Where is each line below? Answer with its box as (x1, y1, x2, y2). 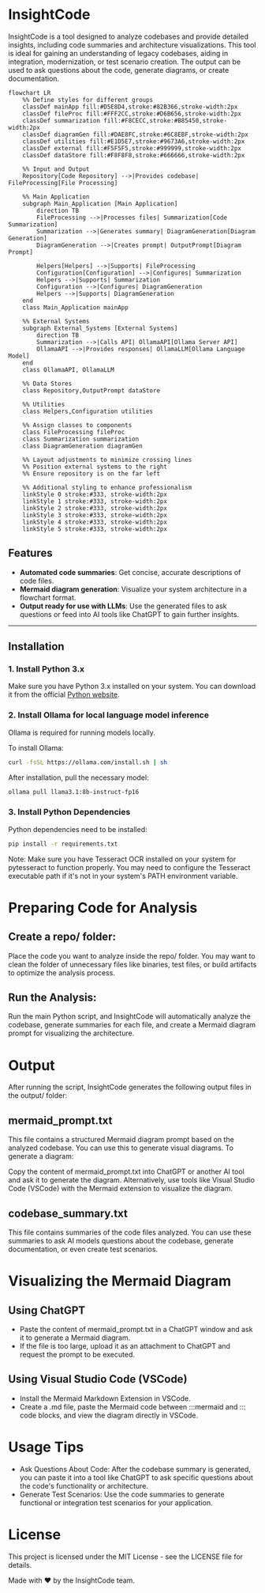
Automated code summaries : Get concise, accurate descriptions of (19, 567, 241, 577)
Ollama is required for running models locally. (8, 728, 155, 737)
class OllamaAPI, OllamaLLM (22, 365, 114, 373)
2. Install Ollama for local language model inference (8, 709, 209, 721)
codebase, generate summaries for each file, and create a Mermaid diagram (8, 1020, 256, 1030)
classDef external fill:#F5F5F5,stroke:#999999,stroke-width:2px (22, 144, 242, 152)
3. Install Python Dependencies (8, 807, 131, 818)
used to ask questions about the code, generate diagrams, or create (8, 65, 230, 74)
